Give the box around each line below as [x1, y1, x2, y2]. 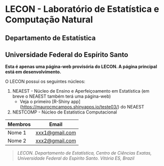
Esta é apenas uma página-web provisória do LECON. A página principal [5, 63, 158, 70]
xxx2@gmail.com [35, 137, 76, 144]
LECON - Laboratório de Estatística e [5, 3, 160, 15]
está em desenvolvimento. [5, 69, 62, 75]
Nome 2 [7, 137, 26, 144]
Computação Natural [5, 14, 93, 25]
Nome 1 [7, 129, 26, 136]
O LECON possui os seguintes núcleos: [5, 78, 85, 85]
